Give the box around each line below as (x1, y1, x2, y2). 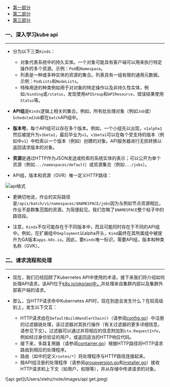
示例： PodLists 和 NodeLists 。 (20, 78, 81, 84)
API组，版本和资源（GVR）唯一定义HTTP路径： (12, 172, 112, 178)
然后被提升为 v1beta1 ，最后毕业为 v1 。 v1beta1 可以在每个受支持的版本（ (12, 132, 160, 138)
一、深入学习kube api (5, 31, 58, 38)
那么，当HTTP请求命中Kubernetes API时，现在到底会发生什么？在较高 (12, 297, 159, 304)
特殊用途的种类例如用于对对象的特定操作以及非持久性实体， (20, 84, 145, 91)
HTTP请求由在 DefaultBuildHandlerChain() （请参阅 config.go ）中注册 (20, 315, 164, 321)
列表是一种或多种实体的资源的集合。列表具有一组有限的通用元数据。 (20, 72, 162, 78)
